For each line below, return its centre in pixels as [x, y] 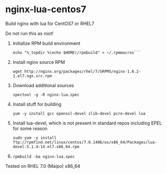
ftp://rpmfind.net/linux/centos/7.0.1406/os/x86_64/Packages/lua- [85, 142]
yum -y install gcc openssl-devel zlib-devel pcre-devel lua [79, 113]
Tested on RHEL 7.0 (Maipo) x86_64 [43, 166]
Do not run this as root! [29, 33]
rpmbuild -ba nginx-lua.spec [44, 157]
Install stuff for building [37, 104]
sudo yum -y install [34, 138]
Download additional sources [43, 85]
